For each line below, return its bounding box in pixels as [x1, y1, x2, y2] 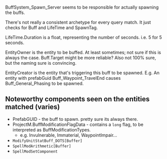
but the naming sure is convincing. [5, 60, 77, 66]
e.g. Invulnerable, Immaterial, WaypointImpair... [20, 132, 117, 138]
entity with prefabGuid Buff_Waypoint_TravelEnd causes [5, 75, 121, 81]
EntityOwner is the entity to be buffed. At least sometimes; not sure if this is [5, 50, 161, 55]
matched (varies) [5, 103, 60, 111]
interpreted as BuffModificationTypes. [12, 126, 91, 132]
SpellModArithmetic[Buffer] [12, 143, 71, 148]
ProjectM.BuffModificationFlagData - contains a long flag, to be [12, 121, 144, 127]
